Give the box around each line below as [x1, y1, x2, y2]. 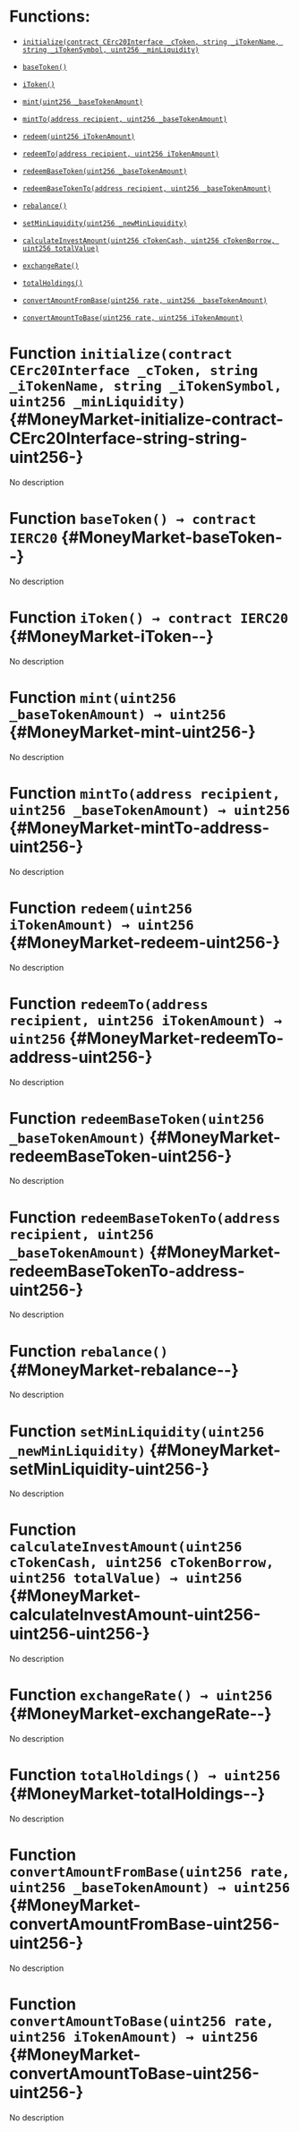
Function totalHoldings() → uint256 [9, 1765, 281, 1785]
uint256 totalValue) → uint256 [9, 1570, 243, 1587]
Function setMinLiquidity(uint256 [9, 1421, 265, 1441]
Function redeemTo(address [9, 993, 209, 1014]
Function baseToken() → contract [9, 509, 257, 529]
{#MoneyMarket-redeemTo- [68, 1028, 285, 1049]
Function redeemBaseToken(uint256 [9, 1108, 265, 1128]
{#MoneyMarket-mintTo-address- [9, 818, 270, 838]
